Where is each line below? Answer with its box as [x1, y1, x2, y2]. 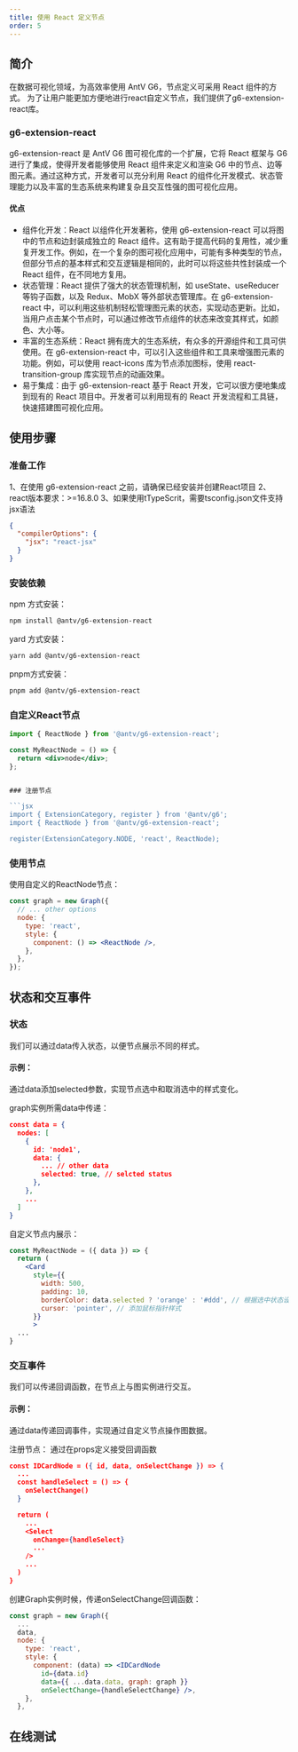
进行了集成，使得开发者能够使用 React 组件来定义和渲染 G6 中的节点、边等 [9, 159, 283, 170]
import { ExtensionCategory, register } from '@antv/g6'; [9, 810, 228, 820]
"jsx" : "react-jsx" [25, 538, 98, 547]
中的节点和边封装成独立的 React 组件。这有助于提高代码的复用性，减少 [21, 235, 281, 246]
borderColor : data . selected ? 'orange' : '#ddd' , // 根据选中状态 [41, 1296, 284, 1304]
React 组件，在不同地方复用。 [21, 268, 131, 280]
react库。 [9, 104, 44, 115]
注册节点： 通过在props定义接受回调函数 [9, 1444, 157, 1455]
